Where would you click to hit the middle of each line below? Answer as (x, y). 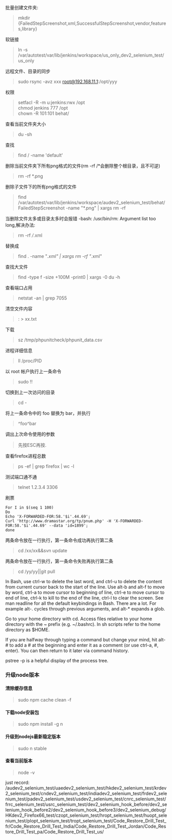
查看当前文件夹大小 (26, 124)
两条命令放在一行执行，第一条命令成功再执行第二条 (59, 540)
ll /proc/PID (30, 361)
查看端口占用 (19, 288)
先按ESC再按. (32, 445)
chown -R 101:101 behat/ (43, 113)
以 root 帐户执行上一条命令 (33, 371)
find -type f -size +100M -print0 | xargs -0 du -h (69, 277)
